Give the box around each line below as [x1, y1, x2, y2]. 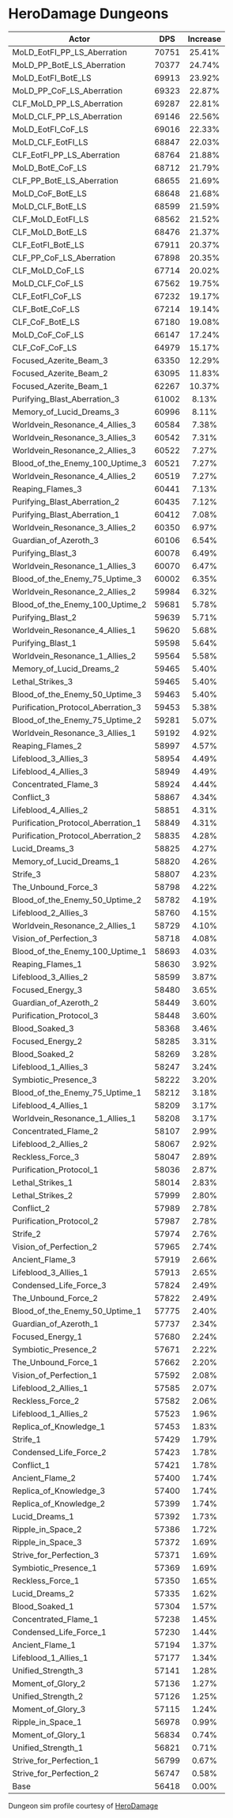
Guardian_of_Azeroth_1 [12, 1318, 99, 1329]
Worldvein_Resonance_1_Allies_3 [12, 560, 137, 571]
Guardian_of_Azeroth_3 [12, 534, 99, 545]
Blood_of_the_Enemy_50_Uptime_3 [12, 688, 142, 700]
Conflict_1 [12, 1459, 51, 1470]
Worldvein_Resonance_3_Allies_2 [12, 522, 137, 533]
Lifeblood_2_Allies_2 [12, 1138, 88, 1149]
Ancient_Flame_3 [12, 1254, 77, 1265]
